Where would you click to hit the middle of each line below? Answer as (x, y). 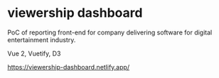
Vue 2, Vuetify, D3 (34, 53)
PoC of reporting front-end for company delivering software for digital (110, 32)
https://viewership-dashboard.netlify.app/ (69, 67)
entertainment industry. (42, 39)
